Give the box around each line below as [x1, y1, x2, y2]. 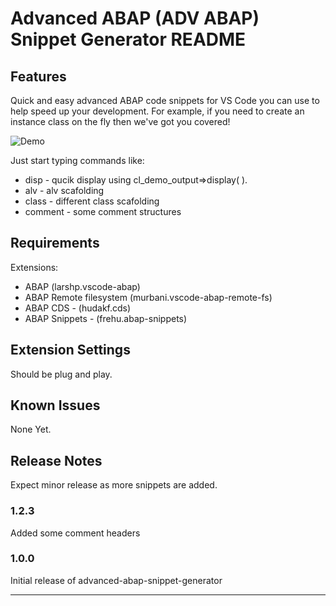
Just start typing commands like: [10, 155, 145, 166]
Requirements [10, 235, 100, 252]
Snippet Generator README [10, 28, 247, 51]
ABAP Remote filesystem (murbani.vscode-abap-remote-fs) [24, 291, 273, 303]
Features [10, 68, 67, 85]
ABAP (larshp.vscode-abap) [24, 280, 141, 292]
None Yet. [10, 423, 52, 436]
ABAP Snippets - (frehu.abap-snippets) [24, 312, 188, 324]
